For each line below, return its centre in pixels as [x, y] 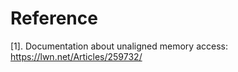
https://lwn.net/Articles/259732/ [76, 56]
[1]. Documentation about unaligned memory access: [119, 46]
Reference [54, 18]
